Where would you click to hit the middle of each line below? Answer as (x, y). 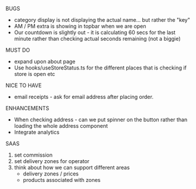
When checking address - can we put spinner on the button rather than (101, 120)
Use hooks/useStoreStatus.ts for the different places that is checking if (100, 68)
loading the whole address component (61, 126)
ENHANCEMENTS (27, 108)
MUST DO (18, 50)
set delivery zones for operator (52, 161)
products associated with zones (62, 180)
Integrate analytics (37, 132)
